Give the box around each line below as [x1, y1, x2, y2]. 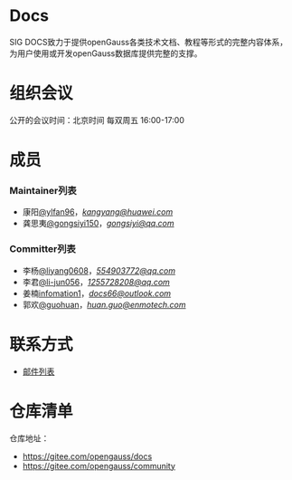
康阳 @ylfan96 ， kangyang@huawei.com [22, 206, 174, 217]
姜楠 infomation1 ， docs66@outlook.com [22, 287, 172, 299]
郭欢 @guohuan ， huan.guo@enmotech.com [22, 299, 187, 310]
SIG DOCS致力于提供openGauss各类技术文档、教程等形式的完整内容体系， [9, 36, 287, 47]
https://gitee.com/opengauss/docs [22, 450, 153, 462]
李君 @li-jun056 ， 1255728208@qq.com [22, 276, 170, 287]
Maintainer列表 [9, 184, 77, 197]
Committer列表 [9, 243, 77, 255]
